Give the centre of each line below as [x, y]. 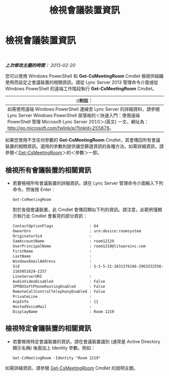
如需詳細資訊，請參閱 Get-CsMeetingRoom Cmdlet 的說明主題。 [72, 368]
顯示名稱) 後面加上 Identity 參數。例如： [54, 348]
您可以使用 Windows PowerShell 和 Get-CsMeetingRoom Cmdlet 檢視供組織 [84, 76]
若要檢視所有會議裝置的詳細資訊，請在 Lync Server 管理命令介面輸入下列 [88, 183]
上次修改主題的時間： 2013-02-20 [40, 65]
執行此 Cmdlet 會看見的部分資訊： [52, 216]
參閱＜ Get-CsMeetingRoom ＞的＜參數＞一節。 [54, 153]
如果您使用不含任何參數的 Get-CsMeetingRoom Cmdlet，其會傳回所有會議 [83, 140]
